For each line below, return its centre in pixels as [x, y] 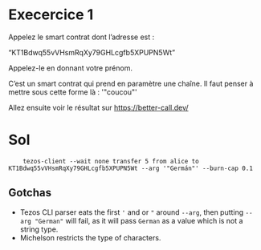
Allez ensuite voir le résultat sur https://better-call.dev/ [98, 107]
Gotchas [30, 193]
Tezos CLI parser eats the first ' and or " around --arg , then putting [132, 212]
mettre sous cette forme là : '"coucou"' [73, 92]
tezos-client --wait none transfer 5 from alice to [111, 161]
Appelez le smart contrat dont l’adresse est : [82, 37]
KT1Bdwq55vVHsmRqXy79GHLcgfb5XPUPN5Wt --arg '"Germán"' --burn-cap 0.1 [130, 168]
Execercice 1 [51, 15]
